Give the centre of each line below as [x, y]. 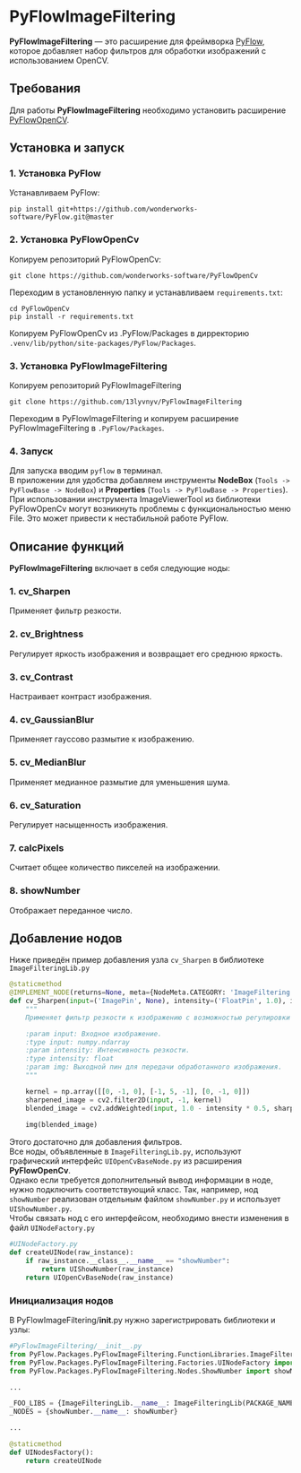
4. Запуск [31, 451]
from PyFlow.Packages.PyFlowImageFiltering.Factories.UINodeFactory [140, 1363]
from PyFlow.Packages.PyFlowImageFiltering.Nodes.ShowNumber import [140, 1371]
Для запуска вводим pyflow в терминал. [86, 471]
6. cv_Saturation [45, 805]
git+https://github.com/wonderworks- [128, 209]
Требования [45, 88]
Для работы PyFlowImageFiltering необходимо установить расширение [148, 110]
